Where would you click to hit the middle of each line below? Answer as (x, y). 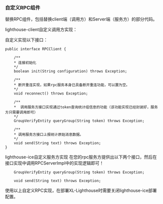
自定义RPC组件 (23, 7)
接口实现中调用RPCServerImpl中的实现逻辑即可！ (54, 163)
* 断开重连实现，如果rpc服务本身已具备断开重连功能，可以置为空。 (72, 85)
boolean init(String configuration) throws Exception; (71, 72)
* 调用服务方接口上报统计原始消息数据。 (49, 135)
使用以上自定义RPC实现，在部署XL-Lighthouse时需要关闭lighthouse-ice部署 (81, 190)
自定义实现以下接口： (26, 40)
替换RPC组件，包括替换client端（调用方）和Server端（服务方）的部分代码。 (81, 19)
